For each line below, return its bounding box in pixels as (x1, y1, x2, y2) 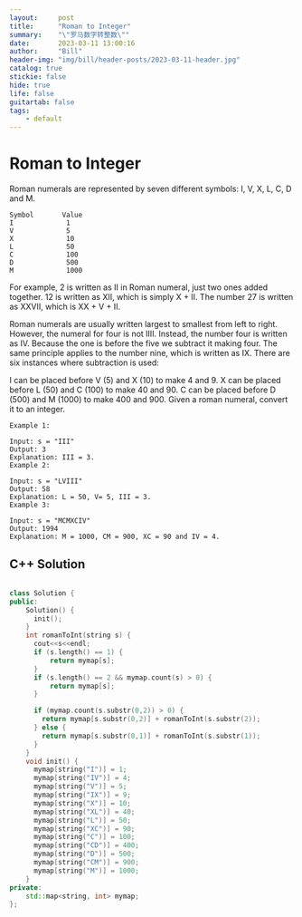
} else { (33, 723, 67, 732)
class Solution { (9, 588, 75, 598)
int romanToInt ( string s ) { (25, 631, 131, 640)
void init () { (25, 757, 79, 766)
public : (9, 597, 39, 606)
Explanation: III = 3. (9, 453, 95, 462)
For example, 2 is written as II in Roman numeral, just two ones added (9, 282, 269, 293)
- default (25, 114, 63, 123)
